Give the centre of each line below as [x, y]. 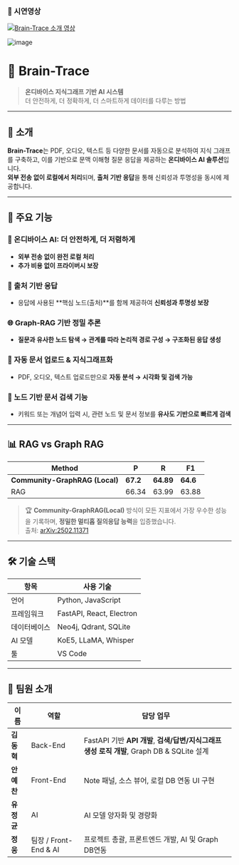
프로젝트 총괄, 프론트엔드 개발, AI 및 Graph [151, 839]
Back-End [48, 745]
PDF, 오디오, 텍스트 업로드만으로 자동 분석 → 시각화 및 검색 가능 [105, 377]
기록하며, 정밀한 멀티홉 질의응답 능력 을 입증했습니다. [104, 521]
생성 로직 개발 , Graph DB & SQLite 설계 [146, 752]
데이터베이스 [31, 627]
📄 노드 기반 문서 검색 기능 [48, 397]
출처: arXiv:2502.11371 [57, 530]
